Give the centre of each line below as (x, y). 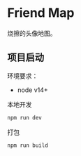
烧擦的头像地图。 (32, 33)
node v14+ (33, 90)
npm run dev (24, 117)
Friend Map (41, 13)
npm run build (28, 145)
